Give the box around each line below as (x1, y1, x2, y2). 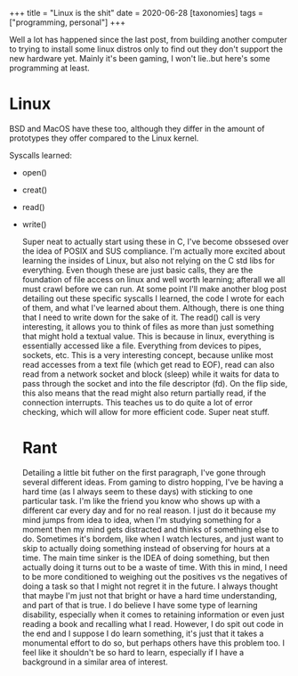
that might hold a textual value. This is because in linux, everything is (21, 330, 275, 341)
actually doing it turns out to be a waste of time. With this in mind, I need (21, 561, 288, 573)
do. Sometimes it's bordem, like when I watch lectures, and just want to (21, 533, 284, 544)
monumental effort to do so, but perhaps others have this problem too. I (21, 637, 286, 648)
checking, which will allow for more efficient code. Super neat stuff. (21, 406, 270, 417)
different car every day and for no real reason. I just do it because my (21, 505, 277, 516)
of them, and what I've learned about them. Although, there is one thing (21, 302, 285, 313)
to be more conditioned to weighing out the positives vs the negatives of (21, 571, 288, 582)
